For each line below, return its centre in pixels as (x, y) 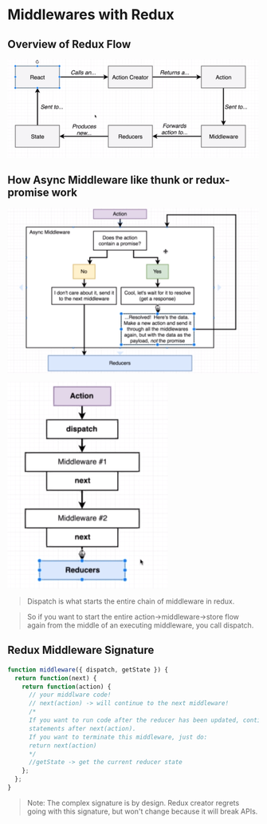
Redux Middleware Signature (81, 650)
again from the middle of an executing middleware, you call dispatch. (140, 625)
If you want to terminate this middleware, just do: (118, 737)
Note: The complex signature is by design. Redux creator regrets (133, 802)
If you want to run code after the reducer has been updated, (134, 720)
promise (28, 193)
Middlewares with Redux (91, 15)
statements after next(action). (82, 728)
